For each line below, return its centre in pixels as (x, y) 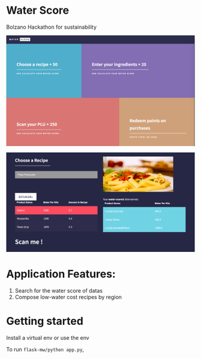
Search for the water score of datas (59, 290)
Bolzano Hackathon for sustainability (51, 27)
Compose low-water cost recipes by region (68, 297)
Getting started (45, 321)
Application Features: (61, 274)
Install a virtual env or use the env (48, 337)
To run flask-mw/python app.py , (45, 349)
